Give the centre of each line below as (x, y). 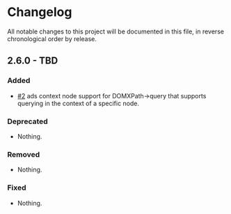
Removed (24, 154)
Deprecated (28, 121)
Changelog (40, 12)
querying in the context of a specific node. (78, 103)
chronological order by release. (52, 38)
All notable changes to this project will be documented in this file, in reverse (116, 31)
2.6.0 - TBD (33, 61)
